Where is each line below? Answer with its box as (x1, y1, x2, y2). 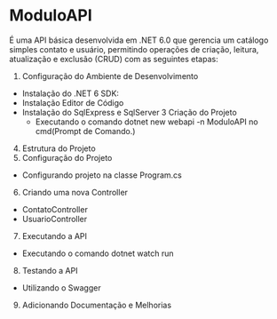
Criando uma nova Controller (21, 187, 129, 197)
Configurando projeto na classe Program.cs (21, 170, 182, 180)
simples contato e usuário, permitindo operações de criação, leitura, (9, 44, 259, 54)
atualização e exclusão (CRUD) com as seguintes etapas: (9, 53, 219, 64)
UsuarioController (21, 213, 88, 224)
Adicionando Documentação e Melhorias (21, 299, 171, 310)
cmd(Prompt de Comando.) (35, 125, 136, 136)
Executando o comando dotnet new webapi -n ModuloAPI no (35, 116, 259, 127)
